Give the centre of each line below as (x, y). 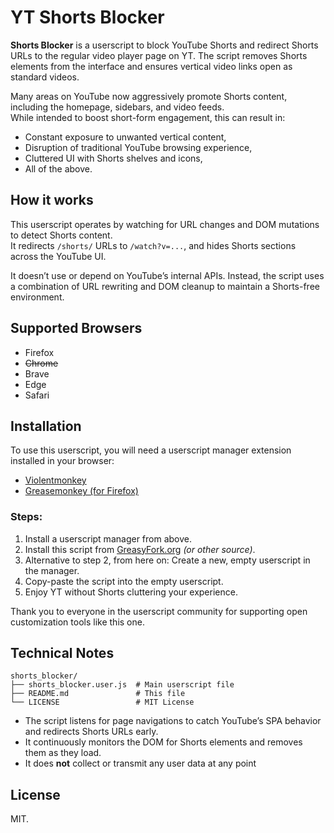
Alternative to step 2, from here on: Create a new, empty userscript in (167, 560)
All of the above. (58, 168)
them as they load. (63, 753)
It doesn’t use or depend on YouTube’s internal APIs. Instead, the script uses (167, 275)
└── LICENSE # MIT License (102, 702)
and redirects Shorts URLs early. (91, 732)
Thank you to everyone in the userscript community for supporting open (159, 611)
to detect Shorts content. (61, 235)
